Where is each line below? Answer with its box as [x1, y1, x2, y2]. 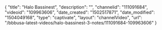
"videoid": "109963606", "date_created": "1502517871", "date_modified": [5, 9, 155, 15]
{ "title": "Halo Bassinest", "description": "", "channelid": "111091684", [5, 4, 148, 10]
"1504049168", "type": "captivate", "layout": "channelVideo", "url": [5, 15, 142, 20]
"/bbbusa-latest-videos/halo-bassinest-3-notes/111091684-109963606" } [5, 20, 157, 26]
